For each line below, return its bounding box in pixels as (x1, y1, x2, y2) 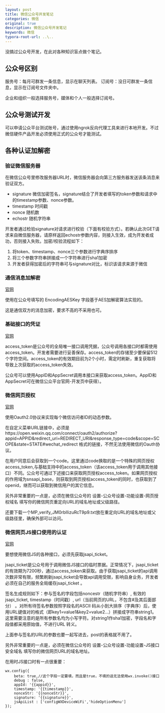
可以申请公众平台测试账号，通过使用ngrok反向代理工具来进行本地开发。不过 (5, 125, 159, 131)
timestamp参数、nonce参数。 (16, 197, 77, 203)
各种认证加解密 (5, 146, 51, 155)
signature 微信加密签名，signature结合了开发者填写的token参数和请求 (12, 191, 153, 197)
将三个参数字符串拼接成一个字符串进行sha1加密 (12, 255, 108, 261)
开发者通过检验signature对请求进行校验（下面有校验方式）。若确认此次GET (5, 226, 156, 232)
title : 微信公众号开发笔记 (5, 12, 54, 17)
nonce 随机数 (12, 210, 39, 215)
